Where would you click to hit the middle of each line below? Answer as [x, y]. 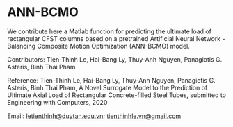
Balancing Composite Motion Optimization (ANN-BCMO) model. [98, 46]
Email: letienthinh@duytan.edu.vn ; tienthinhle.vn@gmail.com [94, 116]
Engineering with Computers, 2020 [57, 102]
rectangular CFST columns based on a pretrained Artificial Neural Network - [116, 38]
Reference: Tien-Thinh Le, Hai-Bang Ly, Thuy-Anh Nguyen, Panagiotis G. [111, 80]
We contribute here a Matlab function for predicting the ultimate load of [110, 31]
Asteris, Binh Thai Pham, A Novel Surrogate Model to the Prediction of [107, 87]
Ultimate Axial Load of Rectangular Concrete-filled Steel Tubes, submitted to [116, 95]
